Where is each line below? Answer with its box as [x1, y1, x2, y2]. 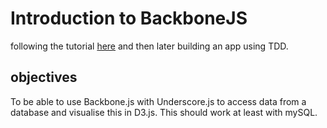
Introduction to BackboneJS [10, 7, 248, 30]
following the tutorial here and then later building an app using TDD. [10, 40, 289, 52]
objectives [10, 69, 78, 86]
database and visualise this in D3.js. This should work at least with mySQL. [10, 106, 318, 118]
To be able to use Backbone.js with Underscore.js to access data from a [10, 95, 307, 107]
